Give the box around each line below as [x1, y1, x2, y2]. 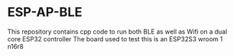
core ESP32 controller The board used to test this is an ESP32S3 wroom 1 [7, 34, 223, 43]
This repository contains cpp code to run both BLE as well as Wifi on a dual [7, 27, 228, 36]
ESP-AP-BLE [7, 4, 83, 20]
